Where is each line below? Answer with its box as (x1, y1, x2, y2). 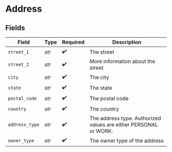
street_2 (8, 62, 29, 67)
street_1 (8, 49, 29, 55)
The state (89, 84, 113, 91)
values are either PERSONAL (89, 121, 159, 128)
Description (112, 39, 142, 46)
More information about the (89, 58, 156, 64)
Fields (5, 24, 26, 32)
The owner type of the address (89, 137, 164, 144)
